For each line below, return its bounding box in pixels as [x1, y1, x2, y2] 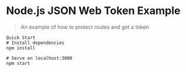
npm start [6, 60, 31, 66]
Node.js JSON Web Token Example [6, 4, 181, 18]
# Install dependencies [6, 40, 65, 46]
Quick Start [6, 35, 35, 40]
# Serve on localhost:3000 [6, 55, 73, 61]
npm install [6, 45, 35, 51]
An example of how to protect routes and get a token [20, 23, 149, 30]
